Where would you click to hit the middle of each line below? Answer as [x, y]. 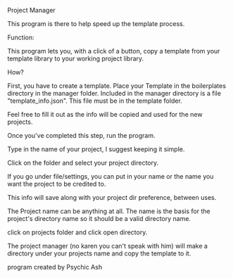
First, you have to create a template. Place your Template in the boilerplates [117, 86]
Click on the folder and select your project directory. [83, 163]
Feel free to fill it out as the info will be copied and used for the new [105, 114]
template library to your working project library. [76, 58]
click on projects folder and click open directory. [77, 232]
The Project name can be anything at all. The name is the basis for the [109, 211]
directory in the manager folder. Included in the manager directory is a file [114, 93]
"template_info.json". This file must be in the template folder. [95, 101]
